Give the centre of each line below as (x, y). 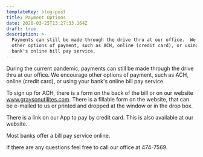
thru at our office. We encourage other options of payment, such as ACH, (97, 75)
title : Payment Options (36, 18)
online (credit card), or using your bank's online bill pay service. (85, 81)
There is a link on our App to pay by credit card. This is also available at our (100, 117)
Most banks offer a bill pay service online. (58, 135)
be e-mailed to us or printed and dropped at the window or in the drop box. (100, 106)
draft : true (21, 29)
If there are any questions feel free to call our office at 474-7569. (87, 147)
